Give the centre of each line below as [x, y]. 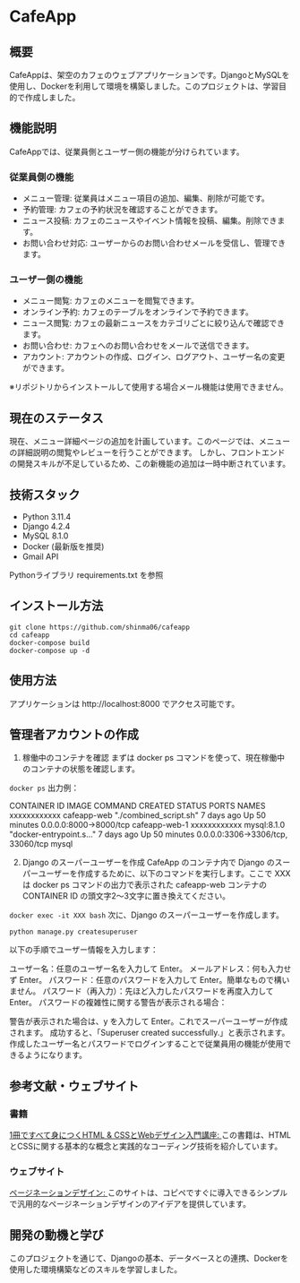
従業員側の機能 [42, 177]
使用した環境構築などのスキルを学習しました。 [95, 1270]
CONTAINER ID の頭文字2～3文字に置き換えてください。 [126, 896]
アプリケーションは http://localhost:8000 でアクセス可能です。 [124, 703]
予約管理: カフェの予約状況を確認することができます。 [122, 210]
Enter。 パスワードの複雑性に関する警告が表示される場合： [118, 1003]
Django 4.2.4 [46, 527]
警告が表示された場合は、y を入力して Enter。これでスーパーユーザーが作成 [149, 1021]
